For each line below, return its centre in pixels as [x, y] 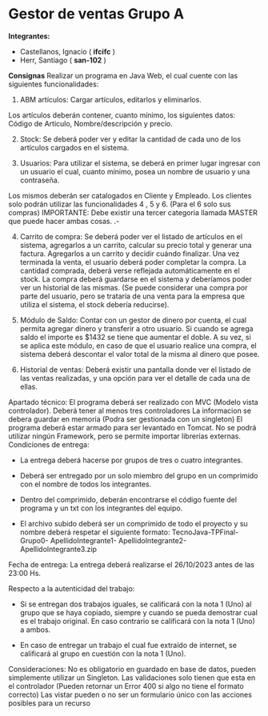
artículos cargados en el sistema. [74, 147]
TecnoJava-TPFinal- [205, 532]
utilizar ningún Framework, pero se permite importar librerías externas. [125, 436]
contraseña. [40, 180]
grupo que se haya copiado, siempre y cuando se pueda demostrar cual [139, 612]
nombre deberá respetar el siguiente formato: [95, 532]
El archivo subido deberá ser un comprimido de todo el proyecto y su [134, 523]
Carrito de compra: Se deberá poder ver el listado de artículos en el [131, 236]
